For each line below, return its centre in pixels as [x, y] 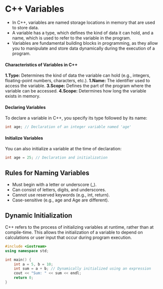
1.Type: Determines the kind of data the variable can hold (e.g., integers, [78, 75]
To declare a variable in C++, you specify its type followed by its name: [76, 118]
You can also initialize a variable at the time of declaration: [63, 149]
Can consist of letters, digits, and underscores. [59, 190]
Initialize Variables [24, 138]
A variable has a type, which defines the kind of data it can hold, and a [83, 33]
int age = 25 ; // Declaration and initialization [56, 158]
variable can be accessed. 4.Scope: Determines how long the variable [76, 91]
